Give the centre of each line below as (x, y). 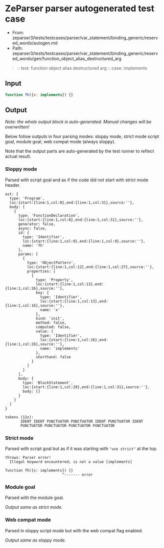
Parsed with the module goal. (35, 498)
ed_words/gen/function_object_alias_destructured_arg (67, 58)
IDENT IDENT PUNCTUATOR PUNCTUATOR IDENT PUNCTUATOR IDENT (82, 421)
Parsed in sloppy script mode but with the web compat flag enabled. (74, 530)
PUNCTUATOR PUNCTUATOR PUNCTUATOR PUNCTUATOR (68, 425)
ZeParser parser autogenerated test (80, 9)
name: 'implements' (60, 349)
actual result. (18, 156)
